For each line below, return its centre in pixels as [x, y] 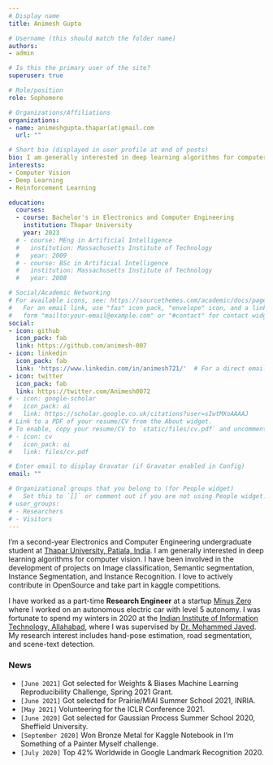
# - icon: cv [30, 436]
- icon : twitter [36, 376]
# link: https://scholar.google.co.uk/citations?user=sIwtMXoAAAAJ [129, 414]
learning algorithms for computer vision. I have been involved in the [121, 559]
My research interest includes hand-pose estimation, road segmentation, [130, 636]
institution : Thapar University [78, 225]
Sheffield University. [54, 726]
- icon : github [34, 330]
